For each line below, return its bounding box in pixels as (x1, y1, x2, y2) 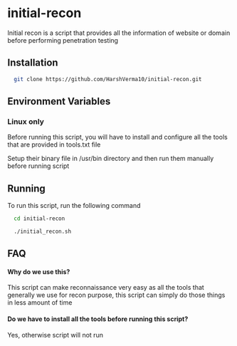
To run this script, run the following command (7, 201, 141, 210)
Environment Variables (7, 95, 111, 108)
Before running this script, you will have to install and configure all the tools (7, 133, 228, 142)
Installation (7, 57, 58, 69)
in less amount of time (7, 298, 73, 307)
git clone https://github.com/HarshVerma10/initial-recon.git (14, 75, 202, 83)
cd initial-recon (14, 215, 65, 222)
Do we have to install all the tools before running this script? (7, 315, 189, 323)
